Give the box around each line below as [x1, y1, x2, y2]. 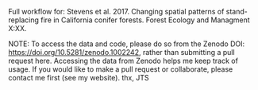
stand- [225, 7, 248, 16]
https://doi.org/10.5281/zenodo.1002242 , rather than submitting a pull [8, 48, 236, 57]
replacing [8, 15, 40, 25]
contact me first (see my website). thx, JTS [8, 73, 149, 82]
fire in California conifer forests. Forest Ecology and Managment [40, 15, 250, 25]
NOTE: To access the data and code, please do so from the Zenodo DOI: [8, 39, 245, 49]
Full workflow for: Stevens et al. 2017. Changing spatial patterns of [8, 7, 225, 16]
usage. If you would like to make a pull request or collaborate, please [8, 65, 233, 74]
